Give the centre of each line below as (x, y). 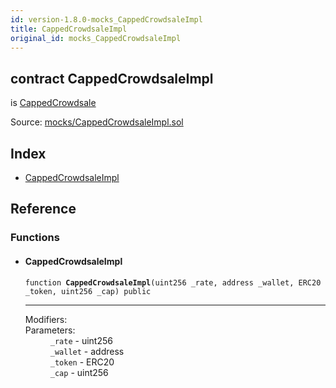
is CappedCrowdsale (53, 103)
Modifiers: (46, 319)
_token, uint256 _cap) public (88, 291)
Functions (35, 238)
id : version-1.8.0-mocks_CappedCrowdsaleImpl (106, 19)
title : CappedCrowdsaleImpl (69, 29)
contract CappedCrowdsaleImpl (112, 78)
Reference (43, 209)
